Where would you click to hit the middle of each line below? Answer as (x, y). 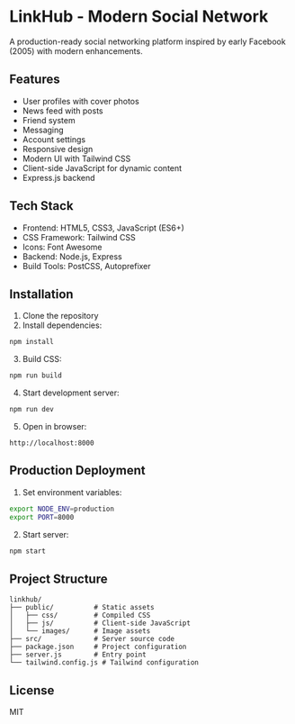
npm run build (36, 376)
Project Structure (58, 579)
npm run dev (31, 410)
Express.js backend (59, 177)
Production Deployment (77, 471)
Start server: (45, 534)
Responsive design (58, 149)
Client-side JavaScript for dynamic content (102, 167)
